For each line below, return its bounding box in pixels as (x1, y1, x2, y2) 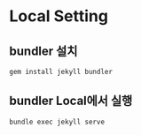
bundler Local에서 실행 (9, 94, 133, 109)
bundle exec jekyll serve (9, 117, 105, 126)
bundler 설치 (9, 43, 78, 58)
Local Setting (9, 6, 109, 26)
